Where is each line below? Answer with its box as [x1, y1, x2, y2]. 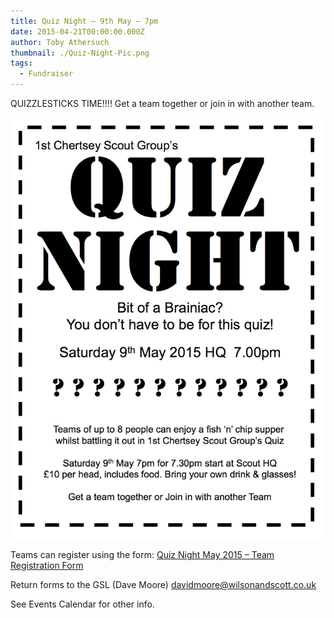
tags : [10, 58, 33, 69]
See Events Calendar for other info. [10, 598, 155, 610]
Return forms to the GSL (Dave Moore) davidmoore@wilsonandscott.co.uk [10, 579, 317, 591]
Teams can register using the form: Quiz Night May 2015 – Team [10, 549, 275, 561]
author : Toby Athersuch [10, 37, 110, 47]
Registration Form [10, 560, 84, 572]
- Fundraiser [19, 69, 74, 79]
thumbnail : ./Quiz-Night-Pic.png [10, 48, 150, 58]
